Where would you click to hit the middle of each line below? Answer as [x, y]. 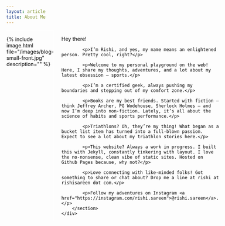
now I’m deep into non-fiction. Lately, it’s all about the [136, 111]
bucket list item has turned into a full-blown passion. [132, 131]
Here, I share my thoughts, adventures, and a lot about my [136, 70]
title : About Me [26, 17]
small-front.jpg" [26, 58]
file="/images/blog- [30, 52]
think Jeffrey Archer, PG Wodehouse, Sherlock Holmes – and [136, 106]
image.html [20, 45]
